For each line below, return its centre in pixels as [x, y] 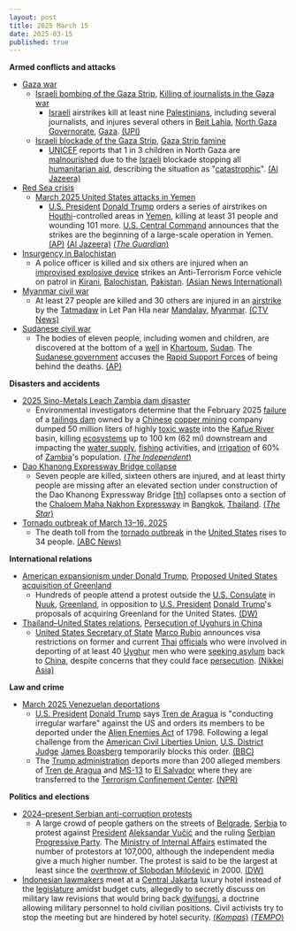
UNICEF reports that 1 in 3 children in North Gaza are [144, 150]
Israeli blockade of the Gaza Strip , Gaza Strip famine [131, 141]
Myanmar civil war [56, 291]
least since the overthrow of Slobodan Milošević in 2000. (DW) [149, 870]
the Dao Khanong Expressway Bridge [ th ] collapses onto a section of [161, 495]
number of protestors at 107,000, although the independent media [155, 851]
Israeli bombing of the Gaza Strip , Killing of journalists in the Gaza [155, 94]
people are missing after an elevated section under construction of [156, 485]
